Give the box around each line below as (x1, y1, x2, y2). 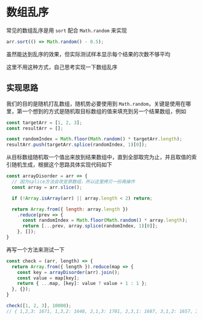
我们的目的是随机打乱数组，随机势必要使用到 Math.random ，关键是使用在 (6, 100, 186, 107)
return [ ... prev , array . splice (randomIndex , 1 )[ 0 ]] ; (22, 223, 158, 229)
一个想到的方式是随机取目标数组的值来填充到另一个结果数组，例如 (22, 107, 186, 115)
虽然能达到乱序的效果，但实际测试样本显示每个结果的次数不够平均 (6, 50, 170, 57)
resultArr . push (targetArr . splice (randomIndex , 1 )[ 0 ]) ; (6, 142, 147, 148)
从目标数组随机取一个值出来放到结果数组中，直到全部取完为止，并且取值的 (6, 154, 192, 161)
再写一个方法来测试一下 (6, 246, 65, 253)
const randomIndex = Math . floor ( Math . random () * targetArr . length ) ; (6, 136, 182, 142)
